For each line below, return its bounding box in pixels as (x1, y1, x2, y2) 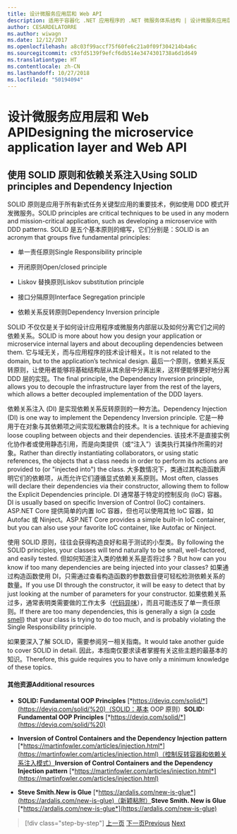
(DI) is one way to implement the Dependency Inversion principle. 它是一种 (7, 413, 224, 422)
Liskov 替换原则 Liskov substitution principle (17, 278, 145, 286)
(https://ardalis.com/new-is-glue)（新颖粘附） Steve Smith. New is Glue (17, 796, 226, 804)
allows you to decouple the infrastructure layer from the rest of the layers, (7, 382, 222, 391)
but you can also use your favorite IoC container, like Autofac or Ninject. (7, 524, 217, 532)
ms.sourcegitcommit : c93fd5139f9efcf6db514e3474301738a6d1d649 (7, 50, 197, 57)
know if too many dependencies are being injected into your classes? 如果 (7, 563, 223, 572)
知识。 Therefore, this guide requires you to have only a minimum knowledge (7, 655, 229, 664)
